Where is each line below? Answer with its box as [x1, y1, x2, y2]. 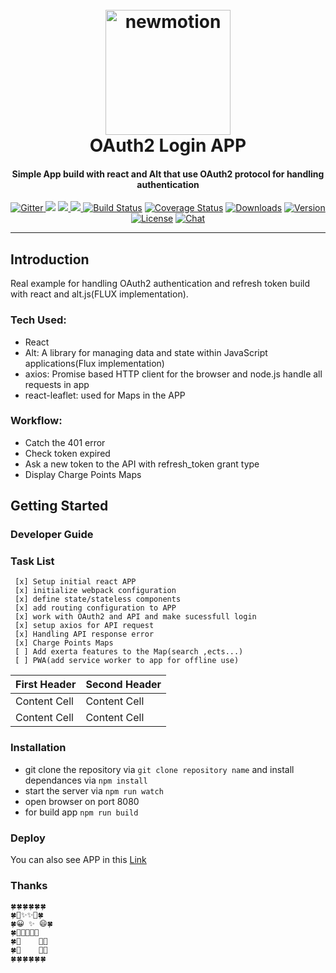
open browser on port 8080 [24, 795, 140, 807]
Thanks [10, 878, 48, 892]
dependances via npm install [24, 774, 148, 786]
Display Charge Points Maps [24, 468, 142, 480]
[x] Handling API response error [14, 629, 155, 640]
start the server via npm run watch [24, 784, 164, 797]
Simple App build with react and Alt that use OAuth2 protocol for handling [11, 168, 325, 180]
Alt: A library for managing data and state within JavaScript [24, 346, 268, 358]
